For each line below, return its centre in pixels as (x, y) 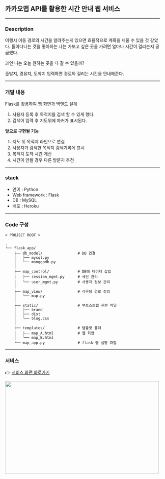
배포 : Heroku (26, 206)
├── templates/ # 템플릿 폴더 (58, 328)
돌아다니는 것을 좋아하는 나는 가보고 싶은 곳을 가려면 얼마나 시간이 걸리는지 (83, 46)
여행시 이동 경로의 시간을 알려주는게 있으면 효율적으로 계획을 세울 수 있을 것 (77, 40)
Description (19, 29)
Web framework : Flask (36, 195)
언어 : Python (25, 189)
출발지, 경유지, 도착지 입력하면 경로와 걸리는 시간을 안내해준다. (65, 74)
